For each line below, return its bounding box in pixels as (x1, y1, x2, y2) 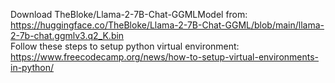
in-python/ (10, 62, 55, 73)
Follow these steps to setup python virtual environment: (10, 40, 240, 52)
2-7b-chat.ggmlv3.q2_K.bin (10, 30, 125, 41)
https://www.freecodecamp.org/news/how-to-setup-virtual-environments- (10, 51, 320, 63)
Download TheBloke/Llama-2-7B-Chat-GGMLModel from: (10, 9, 248, 20)
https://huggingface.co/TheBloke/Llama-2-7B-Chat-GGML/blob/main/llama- (10, 19, 325, 31)
